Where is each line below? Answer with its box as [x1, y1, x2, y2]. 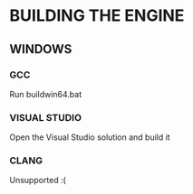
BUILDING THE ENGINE [9, 5, 185, 26]
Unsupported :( [9, 175, 66, 186]
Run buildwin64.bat [9, 88, 82, 99]
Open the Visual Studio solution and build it [9, 132, 170, 143]
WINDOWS [9, 42, 72, 57]
